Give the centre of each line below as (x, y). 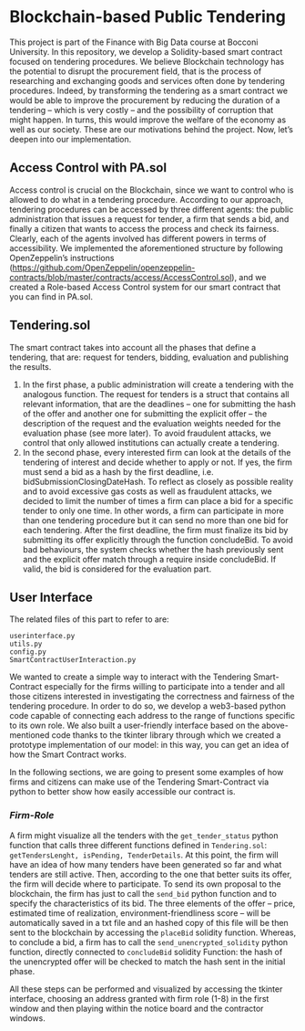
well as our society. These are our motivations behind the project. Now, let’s (152, 129)
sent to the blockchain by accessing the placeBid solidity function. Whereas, (153, 932)
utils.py (26, 644)
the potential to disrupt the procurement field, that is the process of (136, 71)
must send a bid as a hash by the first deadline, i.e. (118, 471)
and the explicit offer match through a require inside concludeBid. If (149, 559)
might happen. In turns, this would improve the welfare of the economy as (148, 120)
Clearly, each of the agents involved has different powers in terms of (138, 238)
